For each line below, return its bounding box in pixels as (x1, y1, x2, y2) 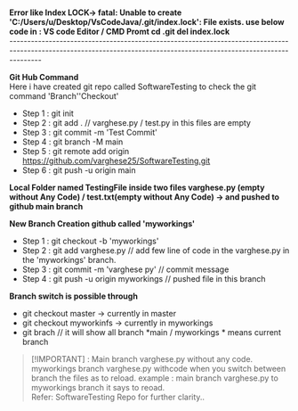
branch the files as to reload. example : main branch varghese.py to (30, 373, 278, 383)
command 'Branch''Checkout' (9, 91, 119, 101)
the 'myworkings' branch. (21, 255, 117, 265)
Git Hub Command (9, 72, 79, 82)
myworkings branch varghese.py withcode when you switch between (30, 364, 286, 374)
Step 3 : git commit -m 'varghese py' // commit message (21, 264, 230, 275)
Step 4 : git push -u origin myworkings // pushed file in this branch (21, 274, 266, 284)
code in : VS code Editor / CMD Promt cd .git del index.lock (9, 26, 230, 37)
